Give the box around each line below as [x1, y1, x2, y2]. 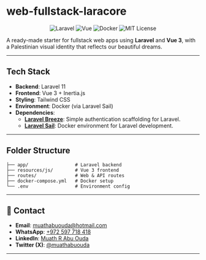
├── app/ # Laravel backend [6, 161, 122, 168]
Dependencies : [15, 109, 55, 116]
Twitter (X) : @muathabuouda [15, 241, 90, 249]
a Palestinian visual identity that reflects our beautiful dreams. [6, 43, 162, 50]
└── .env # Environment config [6, 183, 131, 189]
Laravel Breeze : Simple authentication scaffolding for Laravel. [24, 115, 181, 123]
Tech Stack [6, 66, 50, 77]
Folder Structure [6, 145, 71, 156]
